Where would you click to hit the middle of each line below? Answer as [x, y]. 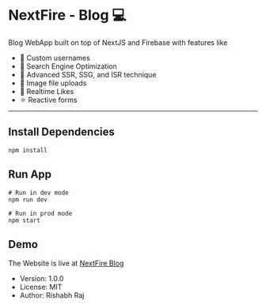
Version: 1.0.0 [42, 279]
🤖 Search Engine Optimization [68, 66]
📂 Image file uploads [53, 83]
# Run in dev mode [38, 193]
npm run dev [28, 199]
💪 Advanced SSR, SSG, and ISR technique [88, 74]
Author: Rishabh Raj [52, 295]
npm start [25, 220]
